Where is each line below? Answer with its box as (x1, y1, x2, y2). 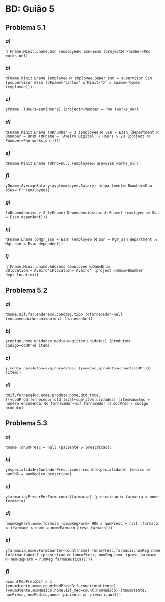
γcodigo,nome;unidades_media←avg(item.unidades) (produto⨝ (5, 339, 130, 344)
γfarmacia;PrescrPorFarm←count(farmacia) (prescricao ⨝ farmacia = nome (5, 494, 159, 500)
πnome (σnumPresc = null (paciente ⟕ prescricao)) (5, 445, 112, 450)
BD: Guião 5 (5, 3, 55, 15)
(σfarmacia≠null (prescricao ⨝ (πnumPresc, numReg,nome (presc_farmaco (5, 552, 157, 557)
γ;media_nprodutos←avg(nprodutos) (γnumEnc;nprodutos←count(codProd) (5, 366, 152, 370)
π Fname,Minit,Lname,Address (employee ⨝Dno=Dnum (5, 264, 110, 269)
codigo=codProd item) (5, 343, 50, 348)
